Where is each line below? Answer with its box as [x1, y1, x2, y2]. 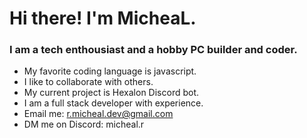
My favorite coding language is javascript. [23, 65, 197, 77]
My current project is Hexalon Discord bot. [23, 87, 200, 99]
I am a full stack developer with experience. [23, 97, 204, 109]
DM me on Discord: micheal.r [23, 118, 145, 131]
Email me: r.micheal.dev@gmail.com [23, 108, 174, 120]
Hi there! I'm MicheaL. [9, 7, 197, 30]
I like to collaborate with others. [23, 76, 154, 88]
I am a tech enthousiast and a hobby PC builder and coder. [9, 43, 298, 57]
